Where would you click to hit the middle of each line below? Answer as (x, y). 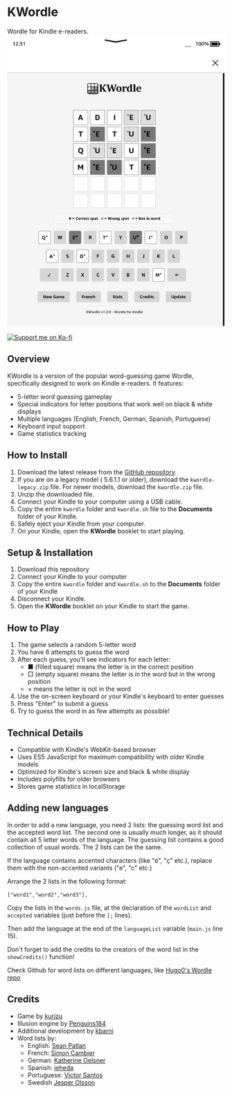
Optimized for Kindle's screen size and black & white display (103, 772)
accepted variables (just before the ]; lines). (70, 915)
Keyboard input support (51, 426)
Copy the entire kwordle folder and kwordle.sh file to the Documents (115, 509)
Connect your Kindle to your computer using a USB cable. (100, 501)
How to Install (37, 455)
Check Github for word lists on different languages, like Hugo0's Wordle (110, 970)
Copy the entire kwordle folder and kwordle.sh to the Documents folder (119, 584)
